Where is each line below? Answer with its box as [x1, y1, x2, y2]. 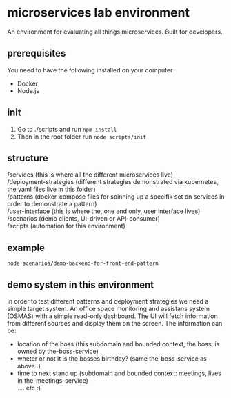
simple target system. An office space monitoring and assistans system [7, 305, 210, 312]
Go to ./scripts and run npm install [17, 125, 117, 133]
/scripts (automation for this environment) [7, 222, 125, 230]
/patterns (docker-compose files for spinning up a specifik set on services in [7, 192, 225, 201]
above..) [17, 362, 41, 370]
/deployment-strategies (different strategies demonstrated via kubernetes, [7, 178, 219, 186]
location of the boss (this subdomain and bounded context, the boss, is [17, 340, 220, 348]
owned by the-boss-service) [17, 347, 99, 355]
